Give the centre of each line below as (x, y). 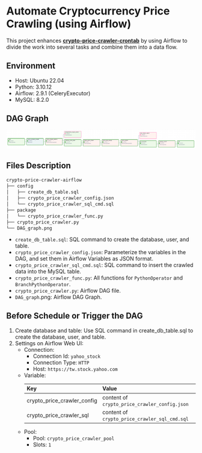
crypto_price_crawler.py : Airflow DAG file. (68, 291)
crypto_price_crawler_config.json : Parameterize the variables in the (100, 252)
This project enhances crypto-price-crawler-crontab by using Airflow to (97, 40)
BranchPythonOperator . (43, 284)
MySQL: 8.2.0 (32, 99)
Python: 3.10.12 (33, 87)
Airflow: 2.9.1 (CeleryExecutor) (53, 93)
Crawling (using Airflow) (69, 24)
